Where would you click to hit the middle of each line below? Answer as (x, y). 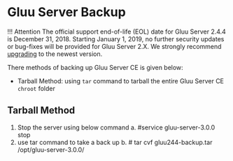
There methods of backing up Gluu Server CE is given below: (95, 67)
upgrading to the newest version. (55, 54)
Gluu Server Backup (66, 12)
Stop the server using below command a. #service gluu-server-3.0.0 (116, 127)
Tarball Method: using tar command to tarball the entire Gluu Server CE (121, 80)
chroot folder (36, 88)
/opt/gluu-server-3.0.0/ (51, 149)
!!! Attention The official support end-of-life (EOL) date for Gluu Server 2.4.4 (116, 31)
